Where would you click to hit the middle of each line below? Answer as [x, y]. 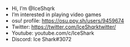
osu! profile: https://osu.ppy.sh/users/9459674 [68, 21]
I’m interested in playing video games [56, 15]
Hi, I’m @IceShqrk [33, 8]
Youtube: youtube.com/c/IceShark [53, 33]
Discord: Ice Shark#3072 [41, 39]
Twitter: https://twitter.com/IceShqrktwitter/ [64, 27]
